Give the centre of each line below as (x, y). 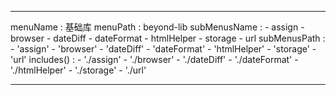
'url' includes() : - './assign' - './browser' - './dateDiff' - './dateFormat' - (154, 59)
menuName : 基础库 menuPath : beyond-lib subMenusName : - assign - (157, 27)
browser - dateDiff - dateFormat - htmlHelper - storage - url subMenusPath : (168, 38)
